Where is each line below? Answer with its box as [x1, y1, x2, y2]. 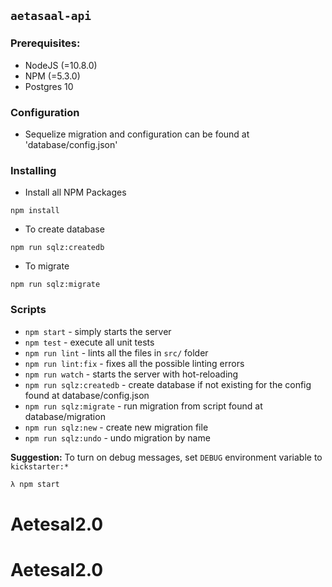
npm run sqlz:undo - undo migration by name [24, 431, 211, 444]
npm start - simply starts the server [24, 325, 172, 337]
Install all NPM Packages [24, 186, 127, 199]
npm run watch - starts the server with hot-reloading [24, 368, 239, 380]
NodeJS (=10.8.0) [24, 59, 98, 71]
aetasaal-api [10, 9, 92, 24]
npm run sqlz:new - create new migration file [24, 421, 209, 433]
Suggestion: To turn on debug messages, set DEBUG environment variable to [10, 451, 323, 463]
